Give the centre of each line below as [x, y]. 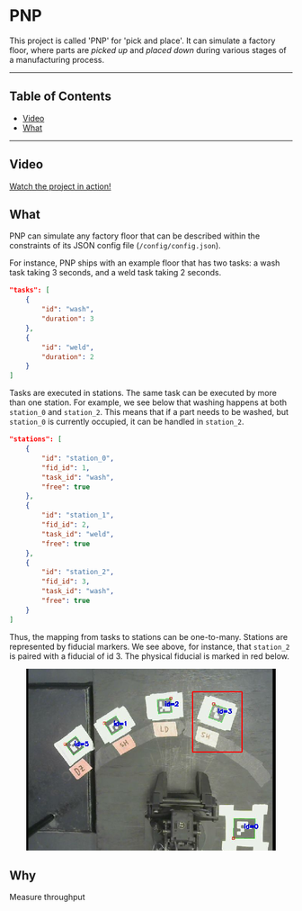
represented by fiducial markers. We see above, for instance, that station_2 [150, 646]
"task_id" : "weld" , [78, 534]
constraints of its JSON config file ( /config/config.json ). [115, 246]
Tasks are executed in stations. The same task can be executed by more [143, 393]
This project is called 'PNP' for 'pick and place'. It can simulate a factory [142, 41]
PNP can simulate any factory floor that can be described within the [135, 236]
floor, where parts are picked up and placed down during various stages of [148, 50]
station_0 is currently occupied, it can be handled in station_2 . [127, 422]
